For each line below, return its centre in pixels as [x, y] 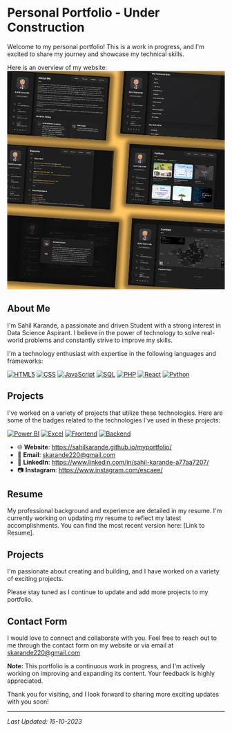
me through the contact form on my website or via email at [90, 645]
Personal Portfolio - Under [84, 13]
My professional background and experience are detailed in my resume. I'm [115, 511]
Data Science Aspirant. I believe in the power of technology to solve [104, 332]
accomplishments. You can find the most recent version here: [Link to [106, 526]
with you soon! [28, 702]
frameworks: [25, 361]
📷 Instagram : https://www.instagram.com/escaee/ [90, 470]
